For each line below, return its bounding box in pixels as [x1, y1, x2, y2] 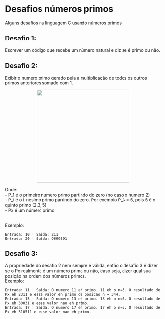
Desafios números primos [5, 3, 114, 15]
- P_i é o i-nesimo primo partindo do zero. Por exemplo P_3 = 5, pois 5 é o [5, 197, 156, 203]
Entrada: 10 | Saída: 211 [5, 232, 58, 237]
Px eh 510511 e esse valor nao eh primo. [5, 310, 92, 315]
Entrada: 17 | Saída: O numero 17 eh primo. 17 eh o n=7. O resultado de [5, 305, 161, 310]
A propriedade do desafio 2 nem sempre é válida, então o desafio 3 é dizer [5, 263, 158, 269]
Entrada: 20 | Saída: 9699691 [5, 236, 68, 241]
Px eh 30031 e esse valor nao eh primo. [5, 301, 90, 306]
